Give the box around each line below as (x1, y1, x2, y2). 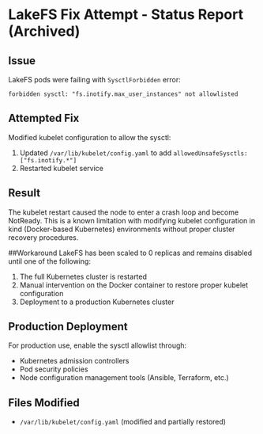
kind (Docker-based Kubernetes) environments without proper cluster (8, 224, 235, 234)
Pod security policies (19, 364, 88, 374)
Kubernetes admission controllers (19, 356, 130, 366)
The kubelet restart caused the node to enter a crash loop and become (8, 207, 239, 217)
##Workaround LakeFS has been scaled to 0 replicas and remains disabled (8, 248, 253, 257)
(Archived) (8, 22, 81, 40)
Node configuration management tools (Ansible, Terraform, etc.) (19, 373, 229, 383)
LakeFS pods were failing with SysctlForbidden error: (8, 75, 182, 84)
